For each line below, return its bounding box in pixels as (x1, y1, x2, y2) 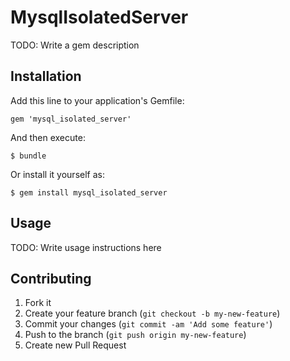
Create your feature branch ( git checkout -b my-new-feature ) (24, 307, 281, 320)
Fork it (24, 297, 52, 309)
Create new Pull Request (24, 339, 127, 351)
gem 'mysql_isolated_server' (10, 114, 132, 124)
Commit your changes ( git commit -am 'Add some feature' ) (24, 318, 273, 330)
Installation (10, 68, 82, 85)
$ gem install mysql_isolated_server (10, 187, 168, 198)
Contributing (10, 270, 92, 287)
